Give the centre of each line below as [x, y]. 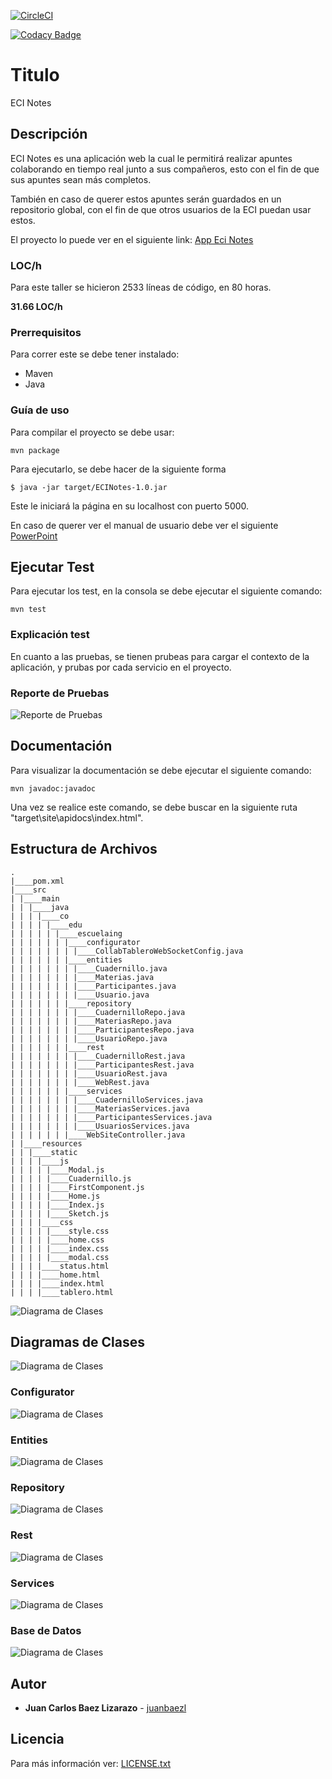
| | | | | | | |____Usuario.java [80, 995]
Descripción [49, 134]
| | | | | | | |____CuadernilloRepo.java [98, 1012]
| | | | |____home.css [57, 1240]
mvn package [35, 450]
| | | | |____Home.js [55, 1196]
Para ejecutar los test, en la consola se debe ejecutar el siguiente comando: [166, 591]
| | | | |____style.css [60, 1231]
